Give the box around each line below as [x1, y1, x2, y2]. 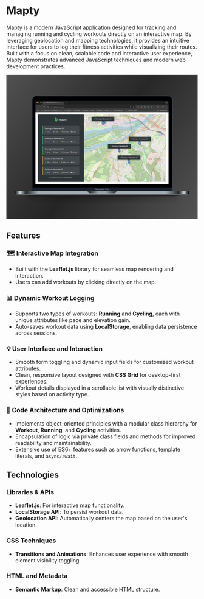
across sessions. [15, 329, 58, 337]
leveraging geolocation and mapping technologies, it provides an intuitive [6, 37, 190, 44]
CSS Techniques [6, 536, 56, 545]
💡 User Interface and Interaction [6, 345, 103, 353]
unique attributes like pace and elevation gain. [15, 316, 131, 323]
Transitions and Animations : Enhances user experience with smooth [15, 550, 188, 558]
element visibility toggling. [15, 556, 81, 564]
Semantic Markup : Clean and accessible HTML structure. [15, 586, 160, 593]
